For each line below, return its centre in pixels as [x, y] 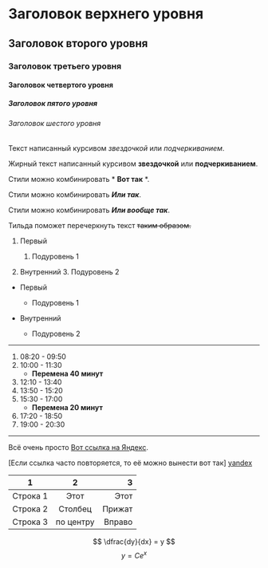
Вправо [118, 522]
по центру [75, 522]
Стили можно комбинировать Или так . [75, 194]
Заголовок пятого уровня [53, 103]
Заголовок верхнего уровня [106, 14]
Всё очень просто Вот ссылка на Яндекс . [79, 447]
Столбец [75, 509]
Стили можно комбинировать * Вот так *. [79, 179]
